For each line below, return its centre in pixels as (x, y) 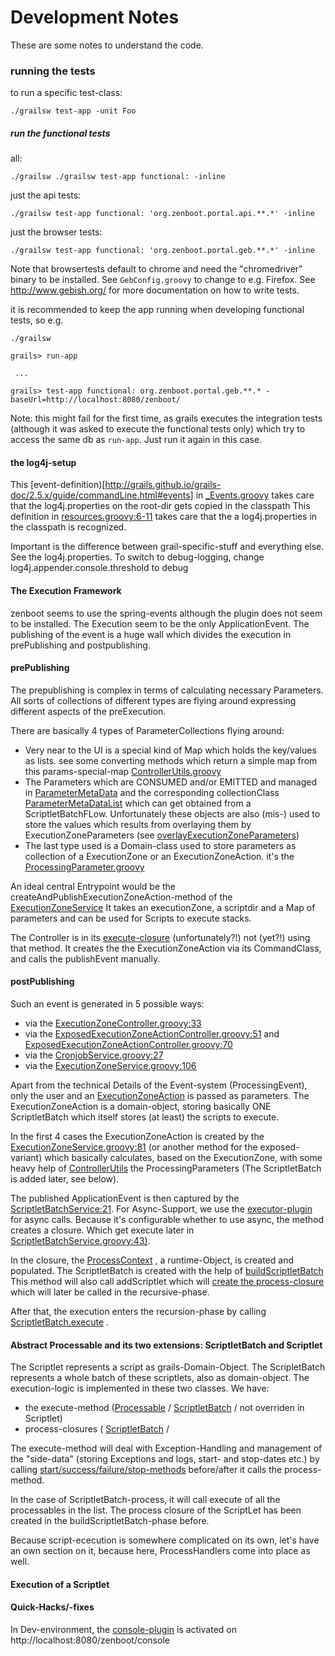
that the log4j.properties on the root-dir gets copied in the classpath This (160, 506)
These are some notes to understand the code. (107, 45)
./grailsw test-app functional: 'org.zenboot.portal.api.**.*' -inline (162, 214)
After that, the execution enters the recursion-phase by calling (138, 1312)
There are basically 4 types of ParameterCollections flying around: (147, 730)
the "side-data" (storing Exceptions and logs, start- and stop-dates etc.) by (165, 1459)
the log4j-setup (43, 462)
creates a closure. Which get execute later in (102, 1230)
